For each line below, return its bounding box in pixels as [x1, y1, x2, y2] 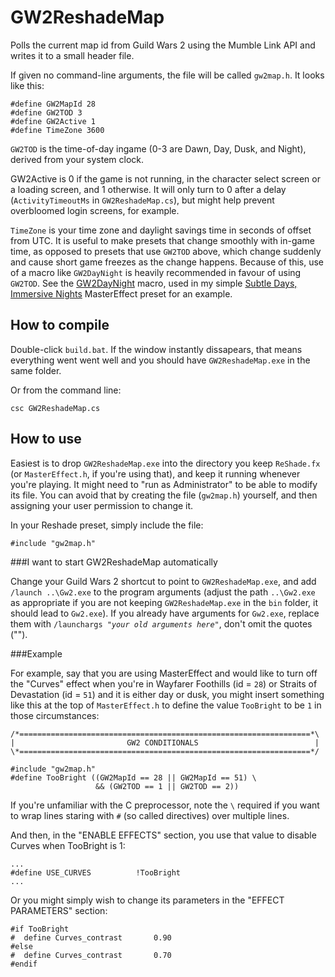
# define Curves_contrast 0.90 [10, 932, 172, 943]
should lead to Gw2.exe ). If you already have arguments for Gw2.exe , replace [10, 607, 320, 619]
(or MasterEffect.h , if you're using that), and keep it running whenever [10, 467, 301, 480]
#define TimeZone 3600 [10, 125, 105, 135]
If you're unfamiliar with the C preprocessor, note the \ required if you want [10, 799, 320, 811]
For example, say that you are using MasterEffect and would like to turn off [10, 667, 318, 679]
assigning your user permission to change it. [10, 499, 194, 511]
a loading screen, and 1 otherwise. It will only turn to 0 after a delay [10, 183, 287, 195]
